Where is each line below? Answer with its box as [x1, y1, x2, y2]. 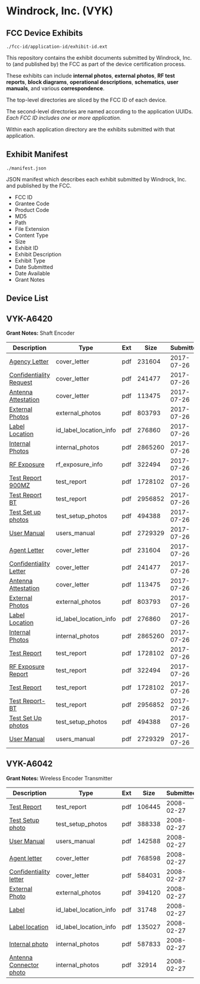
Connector [9, 961, 39, 969]
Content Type [14, 232, 49, 239]
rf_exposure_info [55, 461, 103, 469]
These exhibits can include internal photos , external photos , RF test [6, 72, 176, 79]
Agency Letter [9, 357, 49, 366]
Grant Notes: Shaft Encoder [6, 329, 75, 337]
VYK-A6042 [6, 759, 53, 769]
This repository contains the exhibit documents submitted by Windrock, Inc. [6, 54, 192, 61]
